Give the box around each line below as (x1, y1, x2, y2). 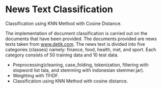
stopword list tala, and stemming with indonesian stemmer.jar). (12, 67, 144, 73)
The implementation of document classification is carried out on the (5, 30, 148, 36)
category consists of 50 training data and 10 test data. (5, 52, 119, 58)
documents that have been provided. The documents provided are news (5, 36, 157, 42)
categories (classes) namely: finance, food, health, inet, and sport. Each (5, 46, 156, 52)
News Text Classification (5, 4, 113, 15)
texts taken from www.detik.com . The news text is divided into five (5, 41, 145, 47)
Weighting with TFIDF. (12, 72, 60, 78)
